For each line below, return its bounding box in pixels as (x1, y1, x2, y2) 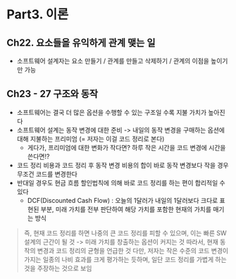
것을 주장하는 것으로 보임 (23, 263, 92, 272)
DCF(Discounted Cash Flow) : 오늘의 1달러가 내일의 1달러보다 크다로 (27, 196, 218, 204)
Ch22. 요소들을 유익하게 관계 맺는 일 (6, 37, 156, 49)
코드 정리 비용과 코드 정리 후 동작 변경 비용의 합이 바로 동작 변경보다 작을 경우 (16, 161, 229, 169)
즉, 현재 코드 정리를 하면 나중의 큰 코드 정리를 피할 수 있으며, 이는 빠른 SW (23, 228, 227, 237)
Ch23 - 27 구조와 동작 (6, 88, 99, 100)
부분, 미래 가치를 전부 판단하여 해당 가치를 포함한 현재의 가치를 (40, 205, 212, 213)
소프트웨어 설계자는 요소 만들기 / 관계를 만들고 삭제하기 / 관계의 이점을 (16, 57, 209, 65)
